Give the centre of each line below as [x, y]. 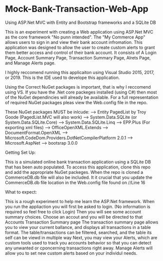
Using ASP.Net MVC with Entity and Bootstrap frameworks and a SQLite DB [81, 22]
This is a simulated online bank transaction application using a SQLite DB [78, 162]
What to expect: [21, 192]
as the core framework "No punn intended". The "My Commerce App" [75, 37]
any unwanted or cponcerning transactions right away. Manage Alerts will [79, 248]
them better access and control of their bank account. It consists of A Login [81, 53]
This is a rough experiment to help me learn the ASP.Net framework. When [80, 201]
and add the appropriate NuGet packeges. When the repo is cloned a [74, 172]
